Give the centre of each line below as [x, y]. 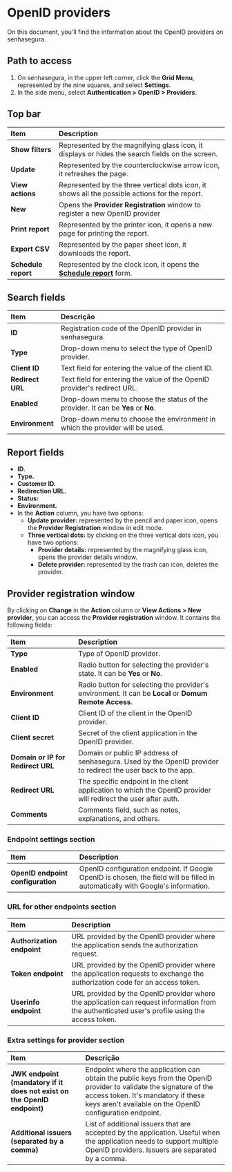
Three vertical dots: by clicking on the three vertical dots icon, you [123, 535]
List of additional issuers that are [138, 1124]
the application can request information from [144, 1002]
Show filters [31, 149]
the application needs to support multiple [152, 1141]
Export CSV [30, 249]
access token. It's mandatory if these [145, 1095]
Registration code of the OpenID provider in [131, 328]
